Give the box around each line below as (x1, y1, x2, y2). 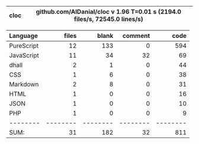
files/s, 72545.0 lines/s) (73, 15, 143, 23)
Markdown (9, 80, 39, 88)
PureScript (9, 41, 39, 50)
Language (9, 32, 38, 40)
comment (122, 32, 150, 40)
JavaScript (9, 52, 40, 59)
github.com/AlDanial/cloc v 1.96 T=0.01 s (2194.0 (36, 8, 182, 15)
